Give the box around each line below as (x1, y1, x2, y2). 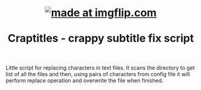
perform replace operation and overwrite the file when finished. (5, 77, 164, 84)
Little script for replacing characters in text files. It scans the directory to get (5, 64, 195, 71)
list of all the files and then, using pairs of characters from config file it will (5, 70, 190, 77)
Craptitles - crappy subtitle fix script (7, 32, 194, 45)
